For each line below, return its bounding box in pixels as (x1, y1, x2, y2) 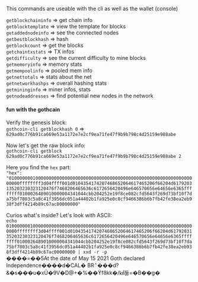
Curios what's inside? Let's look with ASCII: (6, 212, 113, 219)
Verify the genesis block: (6, 119, 67, 126)
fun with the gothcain (6, 106, 60, 113)
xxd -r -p (82, 249, 108, 255)
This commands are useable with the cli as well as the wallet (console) (6, 5, 178, 12)
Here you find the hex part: (6, 164, 71, 171)
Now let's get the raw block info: (6, 142, 86, 149)
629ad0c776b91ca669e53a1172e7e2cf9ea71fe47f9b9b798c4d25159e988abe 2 (6, 154, 182, 160)
